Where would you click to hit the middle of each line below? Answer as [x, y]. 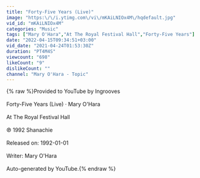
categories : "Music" [33, 29]
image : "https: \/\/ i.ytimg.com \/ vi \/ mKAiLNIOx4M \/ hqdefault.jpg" [91, 18]
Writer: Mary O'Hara [32, 156]
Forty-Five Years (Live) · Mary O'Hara [53, 104]
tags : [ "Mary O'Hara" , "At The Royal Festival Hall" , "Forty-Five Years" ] [101, 35]
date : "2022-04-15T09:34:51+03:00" [52, 40]
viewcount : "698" [28, 57]
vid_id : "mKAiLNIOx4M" [35, 23]
